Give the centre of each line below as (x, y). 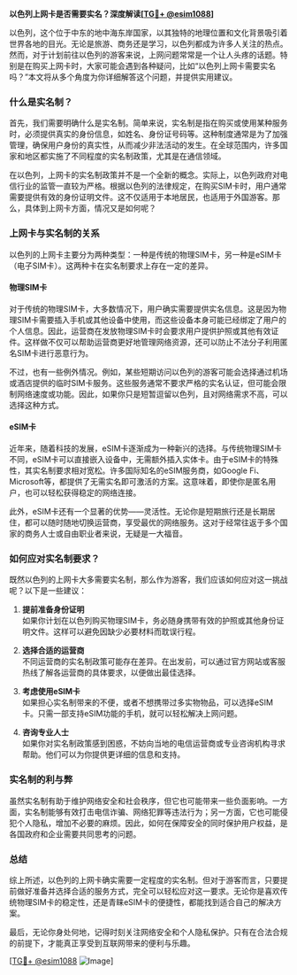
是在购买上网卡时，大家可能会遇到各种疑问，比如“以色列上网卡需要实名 (146, 66)
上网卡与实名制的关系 (54, 234)
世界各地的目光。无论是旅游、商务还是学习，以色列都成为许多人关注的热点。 (148, 44)
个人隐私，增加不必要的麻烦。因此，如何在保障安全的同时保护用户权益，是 (152, 823)
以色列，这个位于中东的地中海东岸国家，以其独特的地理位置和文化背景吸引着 (148, 33)
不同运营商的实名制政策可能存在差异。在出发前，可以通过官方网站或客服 (153, 662)
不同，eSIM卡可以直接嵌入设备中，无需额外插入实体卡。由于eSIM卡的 (136, 459)
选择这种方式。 (36, 405)
